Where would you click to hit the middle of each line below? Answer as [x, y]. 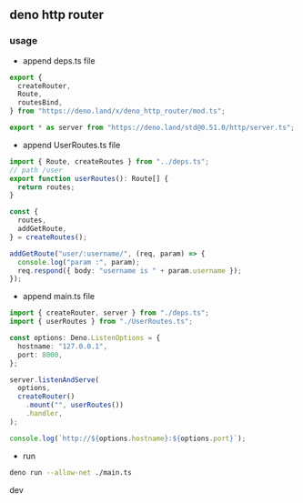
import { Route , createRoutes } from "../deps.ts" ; [109, 161]
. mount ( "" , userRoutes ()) [75, 405]
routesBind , [40, 103]
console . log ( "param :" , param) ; [79, 262]
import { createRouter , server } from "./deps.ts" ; [109, 313]
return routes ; [46, 187]
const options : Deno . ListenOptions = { [85, 338]
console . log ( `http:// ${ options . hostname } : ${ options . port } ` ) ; [128, 438]
